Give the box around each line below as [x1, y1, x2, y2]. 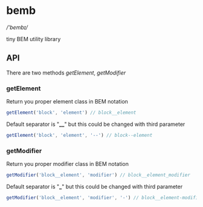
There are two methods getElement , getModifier [6, 69, 126, 76]
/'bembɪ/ [6, 24, 28, 31]
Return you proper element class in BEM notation [6, 98, 129, 105]
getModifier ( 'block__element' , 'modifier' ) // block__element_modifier [6, 172, 190, 179]
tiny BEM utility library [6, 35, 61, 42]
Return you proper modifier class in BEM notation [6, 160, 129, 168]
